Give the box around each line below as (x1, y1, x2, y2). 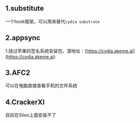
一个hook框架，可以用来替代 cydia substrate (5, 18, 100, 25)
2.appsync (5, 33, 41, 43)
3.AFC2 (5, 69, 30, 77)
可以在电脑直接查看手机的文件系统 (5, 83, 77, 89)
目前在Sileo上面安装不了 (5, 112, 56, 118)
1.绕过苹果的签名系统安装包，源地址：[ (5, 48, 87, 54)
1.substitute (5, 4, 45, 13)
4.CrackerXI (5, 97, 45, 107)
